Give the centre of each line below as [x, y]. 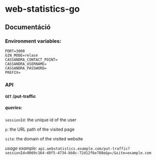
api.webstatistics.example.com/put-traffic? [84, 149]
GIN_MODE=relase [21, 55]
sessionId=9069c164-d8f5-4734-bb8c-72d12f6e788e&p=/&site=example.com [78, 153]
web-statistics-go [42, 9]
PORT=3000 [15, 51]
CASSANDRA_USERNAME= [26, 64]
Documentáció [28, 27]
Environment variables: [33, 41]
